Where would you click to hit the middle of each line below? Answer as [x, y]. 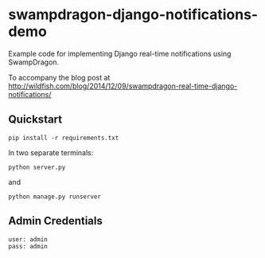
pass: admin [28, 246]
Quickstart [35, 120]
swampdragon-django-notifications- [133, 15]
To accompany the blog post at [59, 77]
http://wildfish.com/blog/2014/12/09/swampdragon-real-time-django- [123, 86]
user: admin [28, 239]
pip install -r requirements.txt [64, 138]
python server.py [37, 167]
